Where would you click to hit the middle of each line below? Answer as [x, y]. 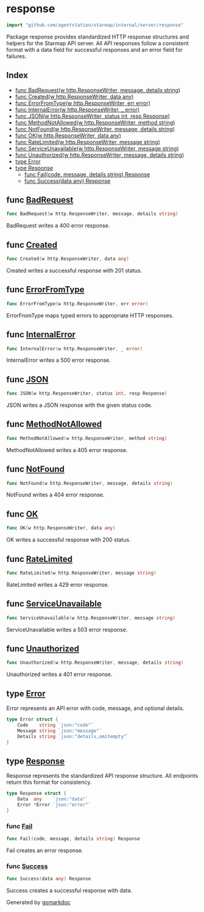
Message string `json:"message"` [60, 731]
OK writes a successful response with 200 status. [69, 540]
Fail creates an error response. [45, 850]
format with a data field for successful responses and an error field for [94, 49]
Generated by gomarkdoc [39, 902]
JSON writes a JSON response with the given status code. [79, 405]
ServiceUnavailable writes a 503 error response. [67, 630]
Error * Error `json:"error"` [54, 805]
